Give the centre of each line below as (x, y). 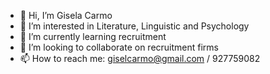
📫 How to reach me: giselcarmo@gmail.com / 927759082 (140, 58)
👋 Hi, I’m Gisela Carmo (66, 15)
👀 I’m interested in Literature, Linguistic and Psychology (134, 26)
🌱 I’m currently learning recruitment (93, 36)
